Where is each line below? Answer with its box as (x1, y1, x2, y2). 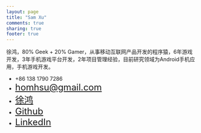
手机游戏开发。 (16, 64, 54, 71)
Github (14, 105, 44, 117)
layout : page (6, 8, 39, 15)
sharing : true (6, 25, 42, 32)
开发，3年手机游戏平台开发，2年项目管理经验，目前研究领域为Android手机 (6, 56, 190, 63)
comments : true (6, 20, 44, 26)
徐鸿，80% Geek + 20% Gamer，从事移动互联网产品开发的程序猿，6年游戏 (6, 49, 193, 56)
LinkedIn (14, 116, 52, 128)
